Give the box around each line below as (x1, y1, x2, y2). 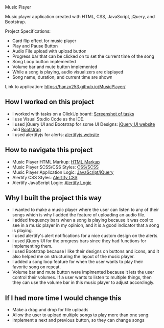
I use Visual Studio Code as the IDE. (12, 116, 85, 122)
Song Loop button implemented (12, 59, 76, 64)
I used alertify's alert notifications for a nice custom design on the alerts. (12, 233, 159, 239)
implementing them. (12, 243, 53, 249)
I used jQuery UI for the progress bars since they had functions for (12, 238, 147, 244)
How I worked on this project (5, 98, 94, 106)
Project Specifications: (5, 28, 51, 34)
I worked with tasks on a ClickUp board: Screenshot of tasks (12, 111, 135, 117)
